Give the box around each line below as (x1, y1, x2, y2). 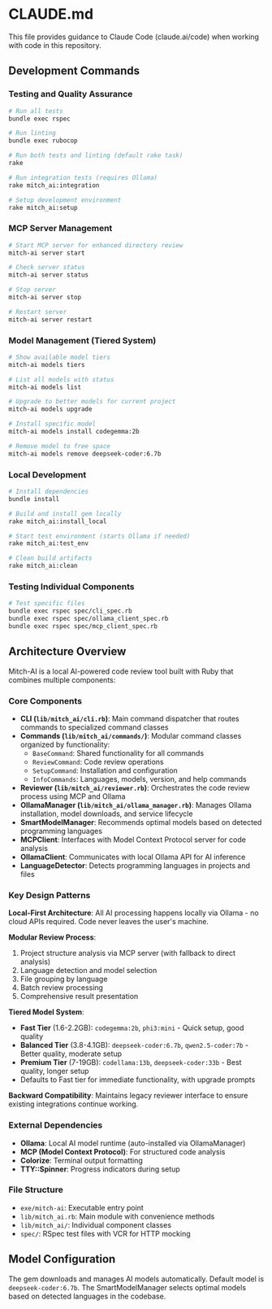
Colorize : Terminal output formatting (19, 1155, 144, 1165)
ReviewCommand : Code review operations (32, 757, 164, 766)
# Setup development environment (8, 196, 122, 204)
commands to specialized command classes (19, 722, 169, 732)
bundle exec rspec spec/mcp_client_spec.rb (8, 622, 158, 631)
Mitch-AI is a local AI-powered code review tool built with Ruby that (8, 666, 234, 676)
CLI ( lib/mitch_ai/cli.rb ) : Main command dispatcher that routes (19, 713, 240, 723)
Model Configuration (8, 1252, 116, 1266)
